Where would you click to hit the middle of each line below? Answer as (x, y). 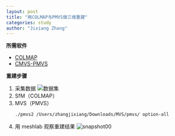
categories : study (29, 22)
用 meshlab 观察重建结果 (45, 127)
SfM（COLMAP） (36, 96)
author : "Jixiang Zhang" (37, 28)
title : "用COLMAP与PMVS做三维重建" (47, 17)
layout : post (22, 12)
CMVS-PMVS (31, 64)
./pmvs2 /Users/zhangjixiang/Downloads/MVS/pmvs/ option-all (92, 115)
